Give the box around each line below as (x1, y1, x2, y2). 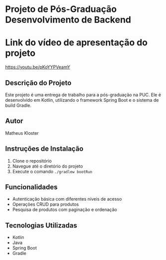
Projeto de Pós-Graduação (5, 3, 117, 15)
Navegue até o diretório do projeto (12, 163, 83, 169)
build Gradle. (5, 102, 31, 108)
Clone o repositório (12, 158, 52, 164)
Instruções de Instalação (5, 145, 83, 153)
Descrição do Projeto (5, 78, 72, 87)
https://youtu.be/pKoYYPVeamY (5, 64, 71, 70)
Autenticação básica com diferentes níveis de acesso (12, 196, 122, 202)
